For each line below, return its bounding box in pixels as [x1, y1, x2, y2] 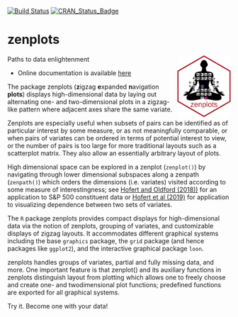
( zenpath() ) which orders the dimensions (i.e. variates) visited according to [7, 177, 227, 186]
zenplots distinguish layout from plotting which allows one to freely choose [7, 273, 226, 282]
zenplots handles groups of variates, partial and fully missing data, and [7, 257, 215, 266]
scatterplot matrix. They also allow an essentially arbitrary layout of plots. [7, 149, 222, 157]
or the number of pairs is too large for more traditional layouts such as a [7, 141, 217, 150]
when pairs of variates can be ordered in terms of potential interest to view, [7, 133, 227, 142]
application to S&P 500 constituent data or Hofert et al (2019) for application [7, 192, 229, 201]
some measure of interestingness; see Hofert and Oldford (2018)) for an [7, 185, 217, 194]
